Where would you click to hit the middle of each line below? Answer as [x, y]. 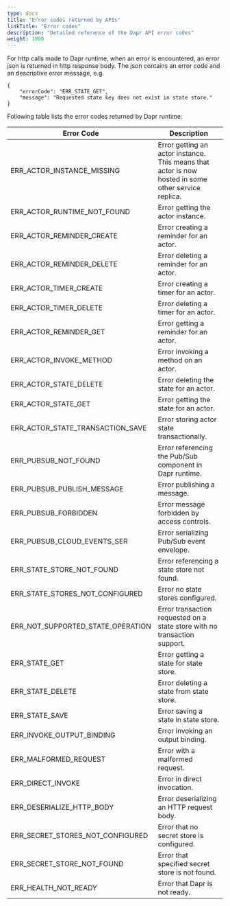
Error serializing [183, 533]
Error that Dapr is [186, 884]
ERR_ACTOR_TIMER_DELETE [57, 308]
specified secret [184, 864]
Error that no [178, 827]
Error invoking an [185, 731]
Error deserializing [187, 799]
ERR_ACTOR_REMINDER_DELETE [64, 264]
